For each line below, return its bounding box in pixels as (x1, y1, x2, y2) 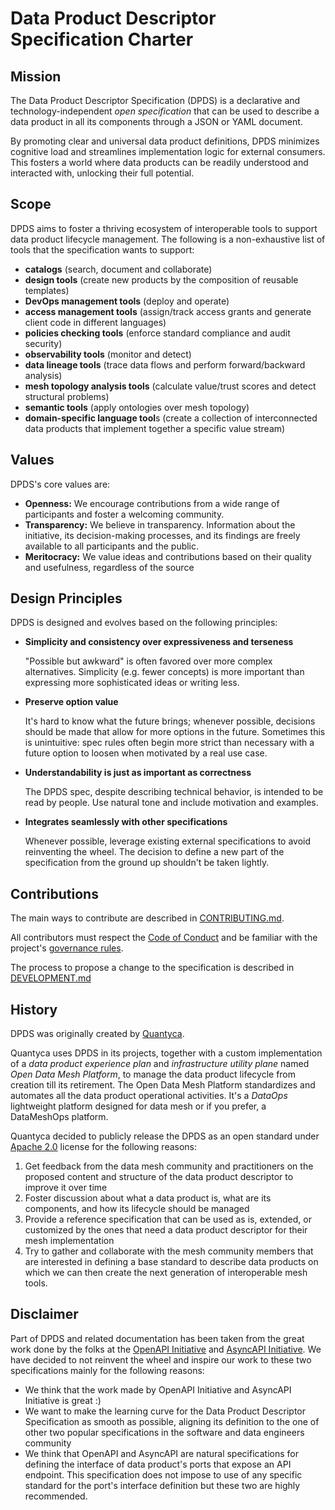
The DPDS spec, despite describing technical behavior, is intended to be (24, 786, 324, 798)
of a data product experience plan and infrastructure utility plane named (10, 1058, 310, 1070)
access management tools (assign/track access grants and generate (24, 305, 312, 317)
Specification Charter (10, 28, 194, 51)
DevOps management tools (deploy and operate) (24, 295, 230, 307)
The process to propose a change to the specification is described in (10, 962, 295, 974)
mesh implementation (24, 1235, 115, 1247)
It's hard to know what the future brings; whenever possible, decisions (24, 715, 316, 727)
